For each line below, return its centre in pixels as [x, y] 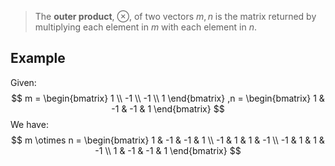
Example [38, 58]
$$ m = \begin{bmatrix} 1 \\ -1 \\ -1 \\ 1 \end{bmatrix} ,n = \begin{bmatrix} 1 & [168, 98]
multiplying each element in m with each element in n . [145, 27]
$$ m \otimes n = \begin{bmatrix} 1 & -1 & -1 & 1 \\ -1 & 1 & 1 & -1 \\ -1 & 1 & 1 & [168, 140]
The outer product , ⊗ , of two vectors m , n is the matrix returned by [175, 16]
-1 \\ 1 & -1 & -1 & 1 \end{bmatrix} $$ [168, 150]
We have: [29, 124]
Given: [23, 82]
